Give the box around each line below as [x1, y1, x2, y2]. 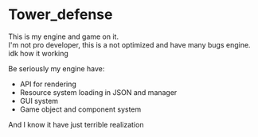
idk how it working [8, 48, 69, 58]
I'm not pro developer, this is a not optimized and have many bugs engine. [8, 40, 251, 49]
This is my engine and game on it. [8, 32, 119, 41]
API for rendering [19, 79, 77, 89]
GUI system [19, 96, 58, 105]
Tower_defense [8, 6, 113, 24]
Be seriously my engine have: [8, 63, 105, 73]
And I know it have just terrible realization [8, 120, 144, 129]
